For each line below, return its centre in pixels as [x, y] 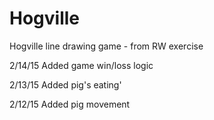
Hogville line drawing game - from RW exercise [106, 46]
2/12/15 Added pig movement [70, 104]
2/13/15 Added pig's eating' [65, 84]
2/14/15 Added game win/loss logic [81, 65]
